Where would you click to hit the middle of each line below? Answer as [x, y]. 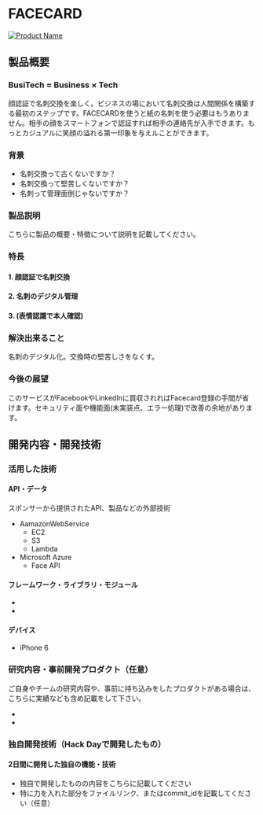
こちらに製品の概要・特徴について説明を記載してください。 [104, 234]
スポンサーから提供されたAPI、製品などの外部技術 [89, 508]
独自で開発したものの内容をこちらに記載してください [105, 783]
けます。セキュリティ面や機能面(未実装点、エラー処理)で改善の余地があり [127, 407]
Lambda [44, 549]
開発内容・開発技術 [55, 444]
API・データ [28, 489]
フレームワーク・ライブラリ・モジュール [73, 585]
